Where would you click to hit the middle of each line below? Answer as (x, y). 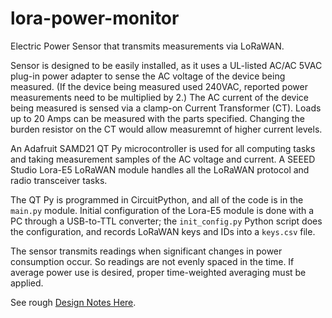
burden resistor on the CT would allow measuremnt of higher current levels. (166, 129)
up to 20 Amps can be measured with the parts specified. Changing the (158, 118)
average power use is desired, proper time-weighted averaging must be (158, 272)
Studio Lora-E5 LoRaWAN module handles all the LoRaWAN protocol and (160, 169)
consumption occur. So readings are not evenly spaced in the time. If (152, 261)
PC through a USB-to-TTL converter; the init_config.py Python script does (166, 221)
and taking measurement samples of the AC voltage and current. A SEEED (163, 159)
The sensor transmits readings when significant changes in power (146, 251)
